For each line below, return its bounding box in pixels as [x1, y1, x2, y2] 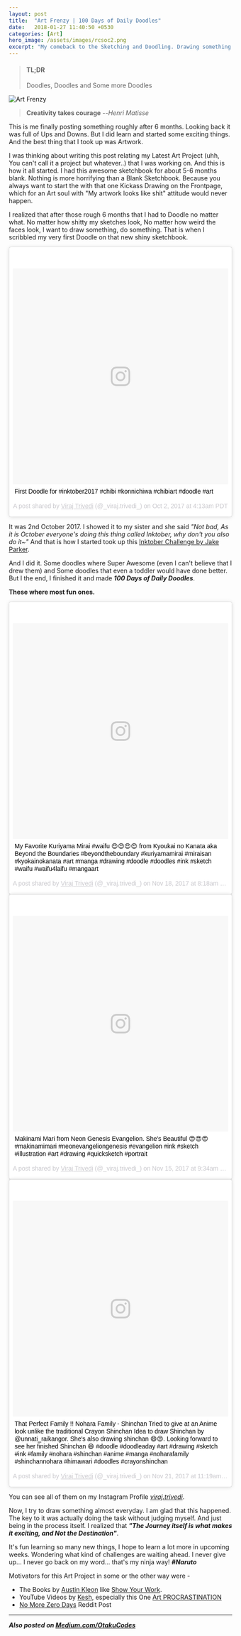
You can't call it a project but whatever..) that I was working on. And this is [9, 159, 225, 168]
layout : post [9, 10, 47, 18]
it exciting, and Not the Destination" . [9, 1529, 119, 1538]
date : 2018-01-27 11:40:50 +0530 [9, 23, 114, 31]
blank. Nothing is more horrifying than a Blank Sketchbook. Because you [9, 174, 221, 183]
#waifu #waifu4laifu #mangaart [14, 865, 99, 873]
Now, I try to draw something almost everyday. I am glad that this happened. [9, 1507, 232, 1515]
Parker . [9, 545, 30, 554]
